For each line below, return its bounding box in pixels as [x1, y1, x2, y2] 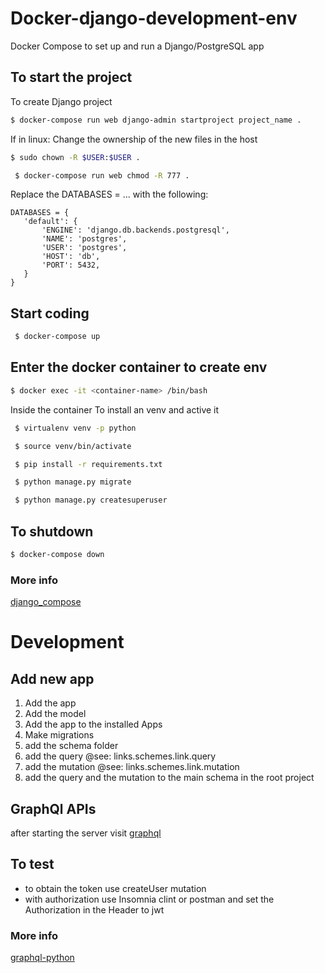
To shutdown [10, 523, 94, 540]
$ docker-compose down [10, 549, 105, 559]
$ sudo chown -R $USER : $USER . [10, 152, 141, 162]
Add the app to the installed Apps [24, 718, 163, 731]
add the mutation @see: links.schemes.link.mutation [24, 761, 240, 773]
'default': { [23, 217, 78, 227]
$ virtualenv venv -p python [14, 423, 137, 433]
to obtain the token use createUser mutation [24, 882, 207, 894]
